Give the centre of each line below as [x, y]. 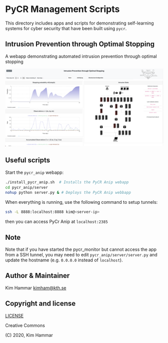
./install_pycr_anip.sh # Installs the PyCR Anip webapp [67, 182]
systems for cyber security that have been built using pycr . [66, 28]
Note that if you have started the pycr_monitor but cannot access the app [81, 249]
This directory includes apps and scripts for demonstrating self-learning [79, 23]
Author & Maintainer [38, 276]
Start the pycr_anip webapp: [34, 172]
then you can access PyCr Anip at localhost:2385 [57, 222]
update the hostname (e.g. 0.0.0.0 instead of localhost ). [64, 260]
